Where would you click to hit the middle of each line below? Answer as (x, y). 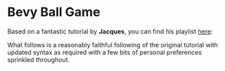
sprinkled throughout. (39, 59)
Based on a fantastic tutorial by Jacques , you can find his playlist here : (110, 31)
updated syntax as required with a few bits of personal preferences (105, 52)
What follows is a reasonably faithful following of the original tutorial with (112, 45)
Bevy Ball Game (54, 12)
